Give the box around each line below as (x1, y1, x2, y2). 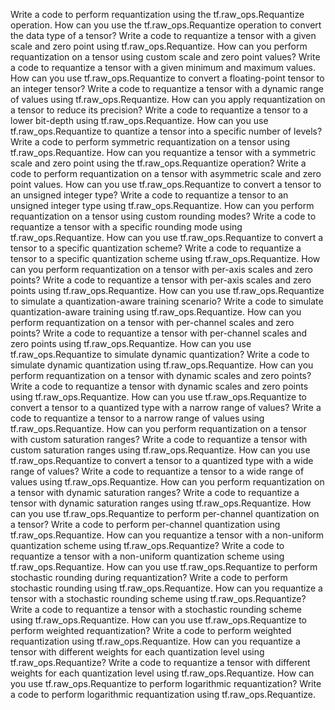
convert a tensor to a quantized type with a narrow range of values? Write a (10, 402, 322, 413)
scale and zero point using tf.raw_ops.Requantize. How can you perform (10, 40, 308, 52)
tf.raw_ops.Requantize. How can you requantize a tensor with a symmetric (10, 147, 317, 158)
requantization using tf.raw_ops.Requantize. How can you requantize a (10, 635, 301, 647)
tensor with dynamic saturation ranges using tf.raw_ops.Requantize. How (10, 497, 312, 509)
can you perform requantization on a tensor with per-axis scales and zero (10, 264, 313, 275)
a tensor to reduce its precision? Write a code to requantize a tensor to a (10, 104, 308, 116)
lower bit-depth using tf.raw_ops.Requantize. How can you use (10, 115, 269, 126)
